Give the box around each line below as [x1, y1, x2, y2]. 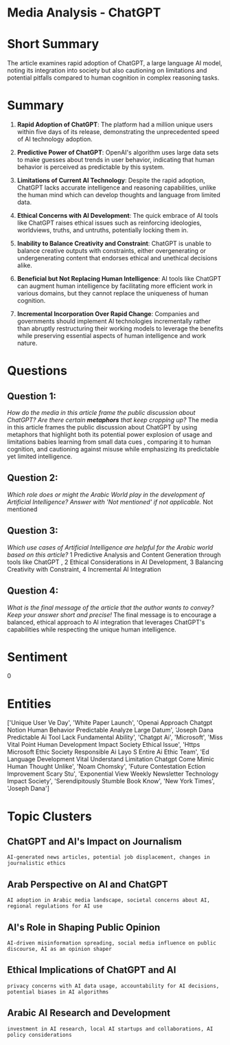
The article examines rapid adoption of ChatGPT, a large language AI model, [7, 59, 222, 67]
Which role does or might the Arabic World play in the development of [7, 490, 205, 499]
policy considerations [7, 1031, 72, 1038]
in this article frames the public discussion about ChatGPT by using [7, 423, 198, 431]
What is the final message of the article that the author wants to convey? [7, 603, 214, 611]
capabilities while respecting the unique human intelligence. [7, 625, 176, 633]
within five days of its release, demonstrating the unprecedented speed [16, 128, 220, 136]
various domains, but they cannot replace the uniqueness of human [16, 289, 209, 297]
